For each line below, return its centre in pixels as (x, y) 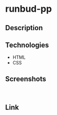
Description (24, 28)
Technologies (27, 45)
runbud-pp (28, 9)
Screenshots (26, 79)
